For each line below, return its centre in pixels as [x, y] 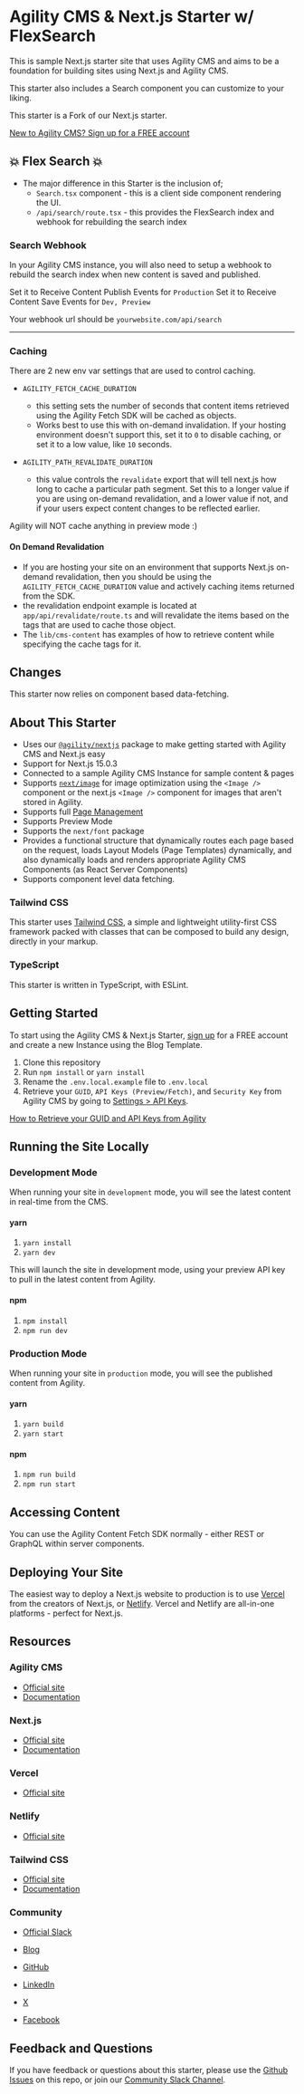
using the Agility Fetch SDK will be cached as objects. [136, 416]
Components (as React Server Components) [105, 869]
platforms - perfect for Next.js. [66, 1613]
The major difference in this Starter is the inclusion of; [123, 183]
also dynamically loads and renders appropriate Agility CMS [134, 860]
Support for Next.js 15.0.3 [70, 764]
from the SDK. [49, 596]
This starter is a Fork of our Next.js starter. [88, 115]
